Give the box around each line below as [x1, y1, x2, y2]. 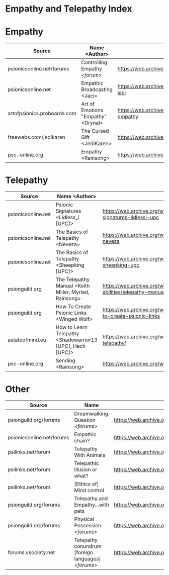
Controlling [81, 59, 107, 66]
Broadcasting [81, 86, 113, 93]
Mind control [74, 487, 104, 494]
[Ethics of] [74, 481, 99, 488]
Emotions [81, 107, 104, 114]
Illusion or [74, 466, 98, 473]
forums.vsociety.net [8, 549, 55, 556]
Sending [55, 357, 75, 364]
